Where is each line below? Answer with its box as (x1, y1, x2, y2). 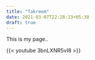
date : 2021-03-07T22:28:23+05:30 (6, 14, 90, 20)
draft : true (6, 19, 36, 25)
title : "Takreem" (6, 8, 50, 15)
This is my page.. (6, 36, 48, 43)
